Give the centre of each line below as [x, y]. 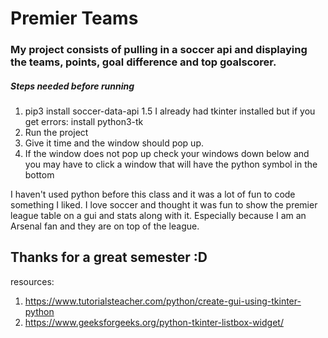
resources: [32, 281]
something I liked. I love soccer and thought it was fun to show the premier [164, 205]
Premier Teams [74, 18]
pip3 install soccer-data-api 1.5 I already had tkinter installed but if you [170, 111]
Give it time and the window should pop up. [114, 143]
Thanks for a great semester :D [109, 257]
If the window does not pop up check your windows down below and [167, 154]
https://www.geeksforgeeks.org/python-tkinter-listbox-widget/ [154, 322]
